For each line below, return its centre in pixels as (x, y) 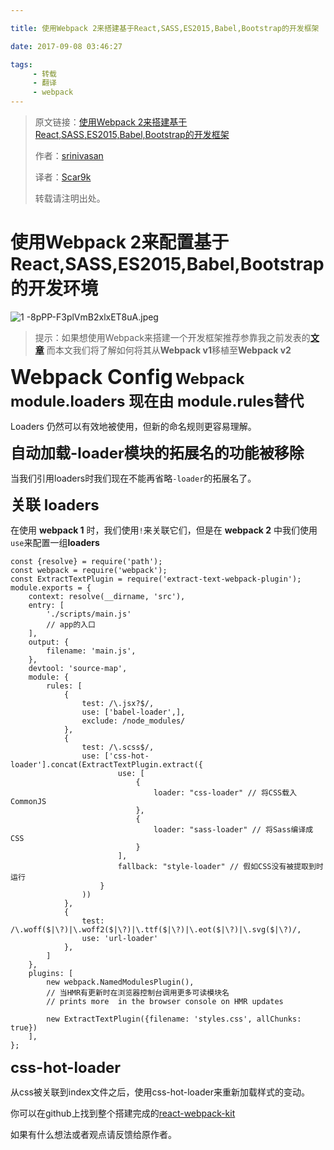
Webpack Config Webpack (127, 377)
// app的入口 (71, 624)
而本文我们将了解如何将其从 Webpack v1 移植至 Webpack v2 (169, 350)
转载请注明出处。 (70, 198)
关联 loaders (55, 505)
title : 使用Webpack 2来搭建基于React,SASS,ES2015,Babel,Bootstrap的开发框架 (165, 28)
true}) (24, 1027)
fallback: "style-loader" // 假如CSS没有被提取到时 (220, 866)
